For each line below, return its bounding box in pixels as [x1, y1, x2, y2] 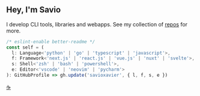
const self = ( [6, 44, 44, 50]
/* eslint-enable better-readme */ [6, 38, 95, 44]
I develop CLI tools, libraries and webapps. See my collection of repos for [6, 20, 188, 28]
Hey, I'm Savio [6, 5, 61, 15]
